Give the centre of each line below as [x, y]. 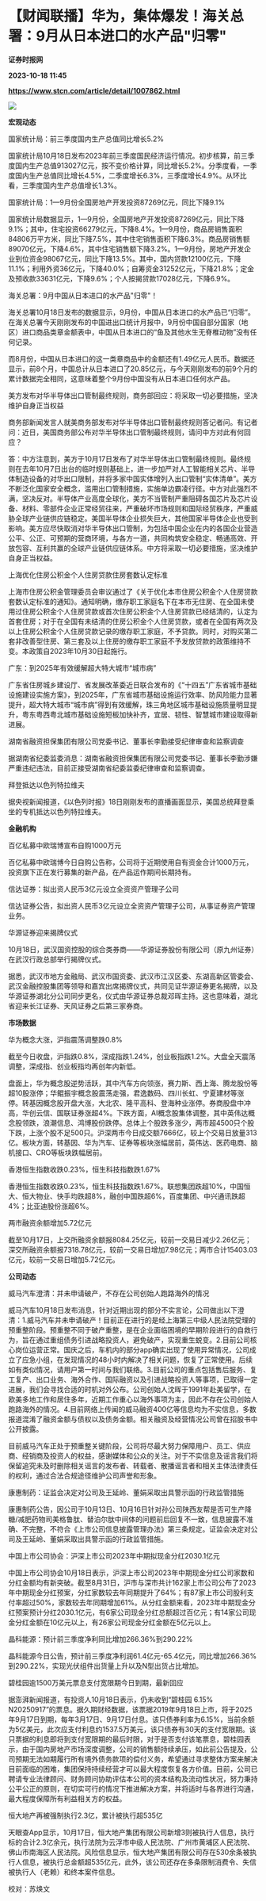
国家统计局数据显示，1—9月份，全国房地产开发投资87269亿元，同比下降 [126, 219]
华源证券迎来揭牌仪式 [43, 932]
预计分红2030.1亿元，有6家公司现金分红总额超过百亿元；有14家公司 [139, 1612]
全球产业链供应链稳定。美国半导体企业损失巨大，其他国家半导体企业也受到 [136, 518]
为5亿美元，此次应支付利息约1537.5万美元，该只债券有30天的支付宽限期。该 [132, 1729]
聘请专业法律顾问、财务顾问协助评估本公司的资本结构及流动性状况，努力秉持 [133, 1779]
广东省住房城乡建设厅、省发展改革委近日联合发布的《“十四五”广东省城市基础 [133, 685]
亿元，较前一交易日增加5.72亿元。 [64, 1259]
